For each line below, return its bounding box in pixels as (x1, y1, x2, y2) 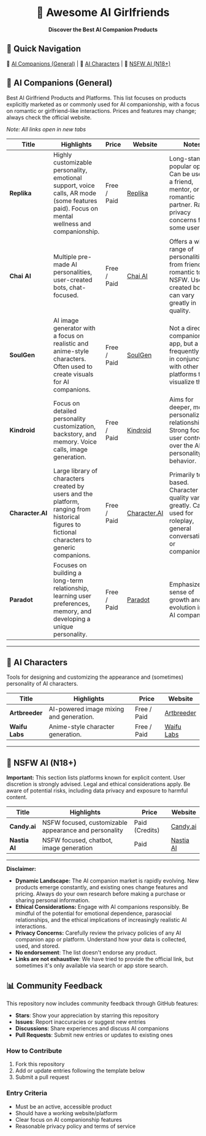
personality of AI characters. (6, 680, 78, 687)
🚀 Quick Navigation (6, 44, 82, 54)
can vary (169, 291, 195, 299)
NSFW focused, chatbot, (42, 836, 113, 844)
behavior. (169, 457, 197, 465)
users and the (53, 489, 93, 498)
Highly (53, 150, 72, 159)
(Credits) (134, 826, 160, 835)
